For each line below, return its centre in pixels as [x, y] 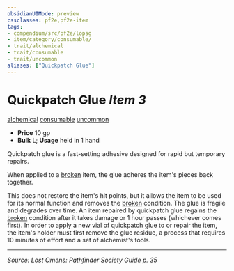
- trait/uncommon [32, 59]
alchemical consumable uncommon [58, 119]
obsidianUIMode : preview [43, 14]
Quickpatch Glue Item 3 [77, 100]
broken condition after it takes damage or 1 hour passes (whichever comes [114, 217]
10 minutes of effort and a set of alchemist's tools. [79, 240]
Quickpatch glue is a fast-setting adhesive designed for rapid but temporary [116, 153]
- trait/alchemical [36, 46]
